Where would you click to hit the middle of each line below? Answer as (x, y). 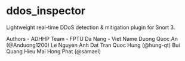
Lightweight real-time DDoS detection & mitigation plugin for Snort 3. (91, 27)
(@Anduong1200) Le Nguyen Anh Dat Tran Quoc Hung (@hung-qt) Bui (93, 45)
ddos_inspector (46, 11)
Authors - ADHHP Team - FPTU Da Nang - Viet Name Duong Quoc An (92, 38)
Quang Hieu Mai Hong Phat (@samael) (54, 51)
